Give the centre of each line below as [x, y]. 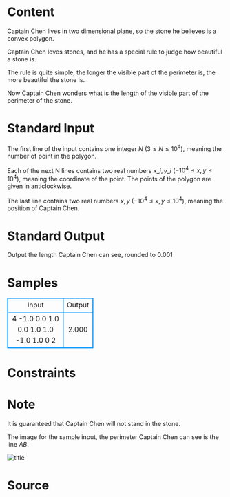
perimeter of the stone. [40, 100]
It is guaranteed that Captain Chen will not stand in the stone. [94, 423]
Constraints [42, 373]
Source [28, 485]
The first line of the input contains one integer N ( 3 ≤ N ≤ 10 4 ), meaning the [115, 148]
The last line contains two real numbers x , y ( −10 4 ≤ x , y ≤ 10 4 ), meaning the [115, 200]
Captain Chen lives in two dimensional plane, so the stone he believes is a [112, 31]
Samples [33, 283]
